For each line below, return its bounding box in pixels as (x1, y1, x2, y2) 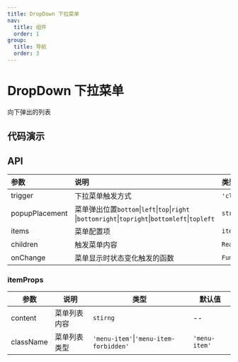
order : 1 (13, 30, 40, 38)
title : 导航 (13, 43, 47, 50)
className (11, 337, 48, 347)
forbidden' (92, 342, 130, 351)
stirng (92, 314, 115, 322)
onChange (11, 253, 46, 263)
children (11, 239, 38, 249)
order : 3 (13, 50, 40, 57)
